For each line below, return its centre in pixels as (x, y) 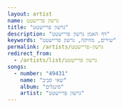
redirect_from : (30, 54)
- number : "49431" (41, 73)
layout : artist (30, 14)
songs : (17, 67)
